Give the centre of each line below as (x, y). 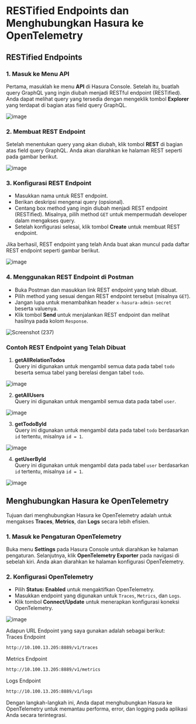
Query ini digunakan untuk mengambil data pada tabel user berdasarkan (102, 465)
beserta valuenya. (36, 309)
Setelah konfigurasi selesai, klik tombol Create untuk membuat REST (97, 227)
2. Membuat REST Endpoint (46, 131)
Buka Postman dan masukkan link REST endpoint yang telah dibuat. (96, 290)
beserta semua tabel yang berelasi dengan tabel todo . (79, 373)
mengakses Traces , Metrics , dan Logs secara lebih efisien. (78, 521)
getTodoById (30, 424)
